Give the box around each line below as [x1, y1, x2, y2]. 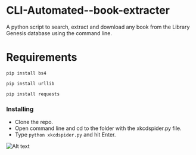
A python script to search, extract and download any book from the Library [6, 23, 190, 30]
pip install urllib [6, 80, 55, 86]
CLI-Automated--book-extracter [6, 4, 170, 17]
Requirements [6, 51, 77, 64]
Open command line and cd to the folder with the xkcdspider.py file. [14, 125, 182, 132]
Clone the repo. [14, 119, 54, 126]
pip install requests [6, 91, 60, 97]
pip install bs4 [6, 70, 46, 76]
